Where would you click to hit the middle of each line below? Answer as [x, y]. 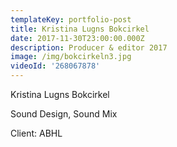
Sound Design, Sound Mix [64, 114]
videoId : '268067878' [55, 66]
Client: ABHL [36, 133]
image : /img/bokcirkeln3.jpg [71, 57]
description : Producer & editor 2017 [89, 47]
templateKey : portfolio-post [71, 19]
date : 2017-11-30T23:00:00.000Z [77, 38]
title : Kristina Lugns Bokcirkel [80, 29]
